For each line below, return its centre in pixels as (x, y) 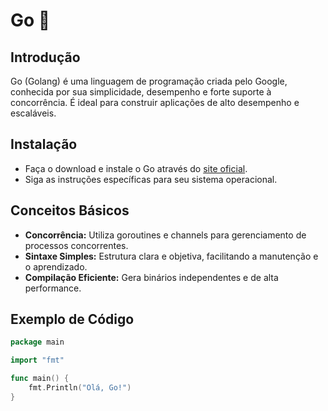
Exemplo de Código (72, 319)
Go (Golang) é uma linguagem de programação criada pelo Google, (149, 81)
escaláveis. (33, 113)
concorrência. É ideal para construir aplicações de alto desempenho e (155, 102)
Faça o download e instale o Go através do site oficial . (136, 168)
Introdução (45, 57)
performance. (53, 288)
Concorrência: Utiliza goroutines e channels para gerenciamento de (165, 235)
